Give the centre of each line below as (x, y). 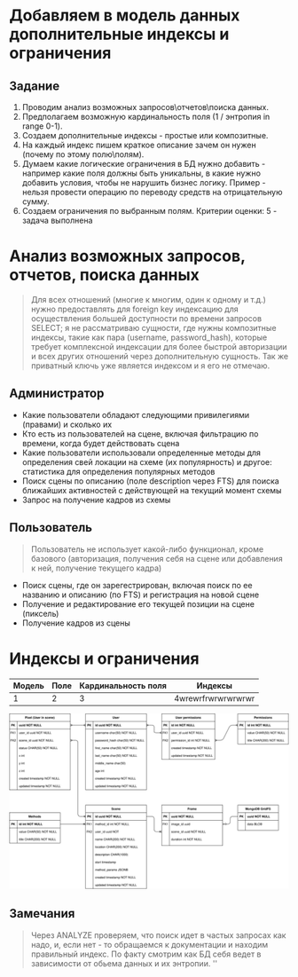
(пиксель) (40, 613)
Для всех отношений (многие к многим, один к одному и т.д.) (148, 299)
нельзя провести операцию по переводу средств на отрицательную (152, 192)
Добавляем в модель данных (125, 16)
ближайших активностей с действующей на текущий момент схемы (152, 490)
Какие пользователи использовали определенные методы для (141, 453)
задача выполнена (57, 220)
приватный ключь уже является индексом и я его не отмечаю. (150, 366)
